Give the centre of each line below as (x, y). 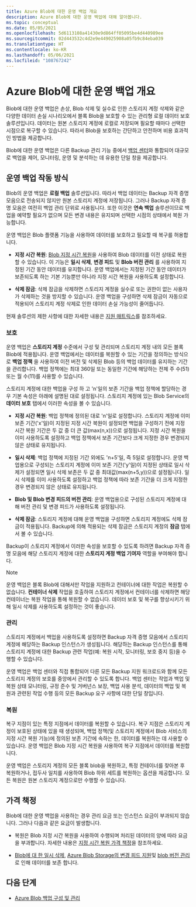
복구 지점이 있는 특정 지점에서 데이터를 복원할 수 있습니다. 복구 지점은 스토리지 (95, 724)
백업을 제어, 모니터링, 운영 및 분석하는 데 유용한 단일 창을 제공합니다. (90, 158)
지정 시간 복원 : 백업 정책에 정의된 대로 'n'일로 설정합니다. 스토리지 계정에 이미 (102, 415)
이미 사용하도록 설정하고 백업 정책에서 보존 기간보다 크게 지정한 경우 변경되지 (102, 438)
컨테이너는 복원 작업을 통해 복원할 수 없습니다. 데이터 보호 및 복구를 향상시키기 (95, 599)
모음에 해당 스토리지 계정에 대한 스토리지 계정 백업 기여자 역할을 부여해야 (94, 553)
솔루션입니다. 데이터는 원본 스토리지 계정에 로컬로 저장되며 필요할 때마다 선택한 (96, 123)
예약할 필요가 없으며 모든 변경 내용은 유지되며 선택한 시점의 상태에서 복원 (99, 215)
